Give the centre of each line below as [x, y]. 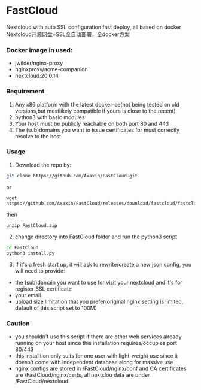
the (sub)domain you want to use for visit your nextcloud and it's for [98, 283]
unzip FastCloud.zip [32, 225]
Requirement [25, 92]
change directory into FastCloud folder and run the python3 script [96, 237]
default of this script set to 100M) [56, 308]
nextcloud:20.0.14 [36, 76]
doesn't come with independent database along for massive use [94, 362]
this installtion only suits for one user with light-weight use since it [96, 356]
